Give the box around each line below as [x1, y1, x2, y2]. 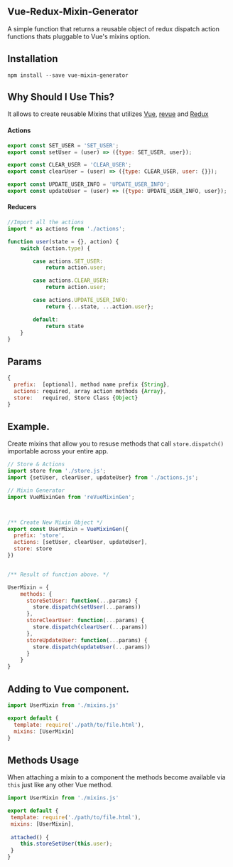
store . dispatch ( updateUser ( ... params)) [33, 643, 151, 651]
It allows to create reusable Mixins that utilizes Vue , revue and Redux [7, 110, 209, 118]
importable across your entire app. [7, 447, 109, 456]
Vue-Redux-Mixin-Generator [7, 6, 139, 18]
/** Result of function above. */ [7, 571, 110, 578]
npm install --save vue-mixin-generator [7, 71, 129, 79]
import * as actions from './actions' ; [7, 225, 126, 232]
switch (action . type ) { [20, 245, 91, 252]
